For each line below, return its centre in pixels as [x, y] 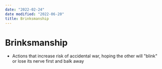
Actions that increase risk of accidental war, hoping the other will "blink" [85, 56]
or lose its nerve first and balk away [48, 61]
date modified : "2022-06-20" [35, 14]
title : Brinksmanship [27, 18]
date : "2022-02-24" [25, 9]
